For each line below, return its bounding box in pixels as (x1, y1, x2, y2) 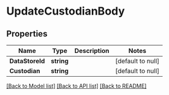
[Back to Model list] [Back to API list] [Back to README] (6, 82, 147, 90)
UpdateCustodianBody (6, 4, 126, 18)
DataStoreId (9, 57, 45, 65)
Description (74, 47, 110, 55)
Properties (6, 29, 48, 39)
